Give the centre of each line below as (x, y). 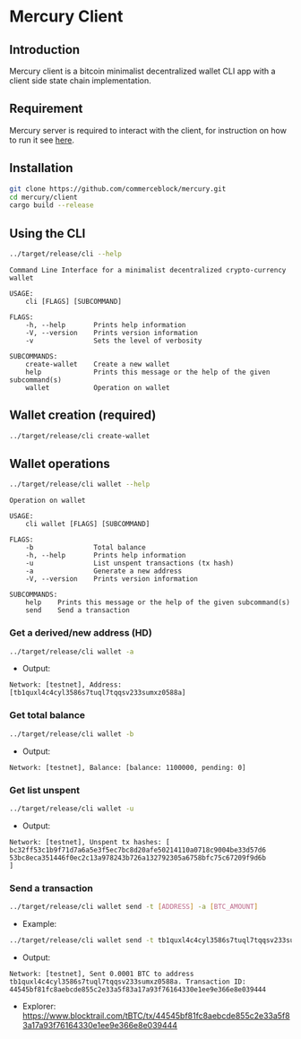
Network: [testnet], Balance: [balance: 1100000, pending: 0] (128, 767)
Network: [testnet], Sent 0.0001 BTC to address (102, 974)
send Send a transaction (77, 610)
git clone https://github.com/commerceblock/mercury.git (118, 189)
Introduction (45, 50)
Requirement (46, 109)
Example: (39, 924)
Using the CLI (47, 234)
